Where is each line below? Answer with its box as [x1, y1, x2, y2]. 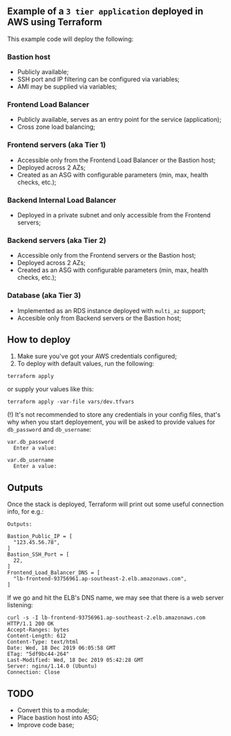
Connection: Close [7, 669, 60, 676]
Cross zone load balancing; [17, 123, 95, 131]
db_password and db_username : [7, 425, 92, 433]
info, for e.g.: [7, 508, 44, 516]
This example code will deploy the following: [7, 35, 133, 43]
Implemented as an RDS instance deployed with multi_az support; [17, 306, 206, 314]
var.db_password [7, 439, 54, 446]
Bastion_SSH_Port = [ [7, 551, 70, 558]
